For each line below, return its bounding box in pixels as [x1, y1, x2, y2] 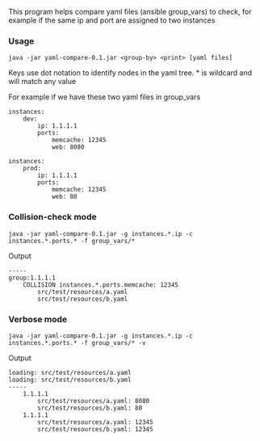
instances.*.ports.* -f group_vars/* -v [8, 338, 147, 346]
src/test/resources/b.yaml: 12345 [37, 425, 153, 433]
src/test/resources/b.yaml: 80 [37, 404, 143, 412]
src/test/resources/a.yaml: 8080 [37, 397, 150, 405]
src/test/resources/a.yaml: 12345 [37, 418, 153, 426]
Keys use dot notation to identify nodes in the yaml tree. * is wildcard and [8, 68, 253, 78]
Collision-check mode [8, 212, 97, 223]
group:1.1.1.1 [8, 274, 57, 282]
